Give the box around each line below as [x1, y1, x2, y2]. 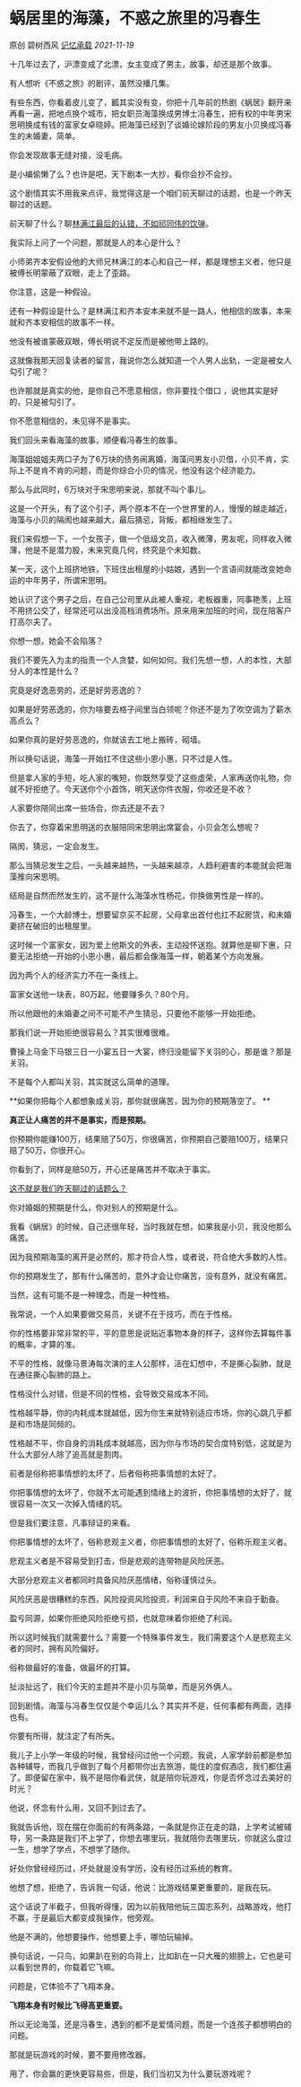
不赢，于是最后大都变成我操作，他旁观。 [9, 1912, 159, 1923]
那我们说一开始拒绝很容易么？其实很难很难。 [9, 1027, 175, 1038]
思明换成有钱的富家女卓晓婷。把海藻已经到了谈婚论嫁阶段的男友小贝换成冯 [9, 118, 284, 130]
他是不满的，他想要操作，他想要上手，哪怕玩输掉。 [9, 1931, 198, 1942]
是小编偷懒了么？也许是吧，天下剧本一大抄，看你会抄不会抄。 [9, 168, 237, 180]
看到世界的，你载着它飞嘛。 [16, 1961, 119, 1972]
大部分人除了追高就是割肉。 [24, 1449, 127, 1460]
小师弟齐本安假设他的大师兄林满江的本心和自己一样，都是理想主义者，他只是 [9, 256, 292, 267]
